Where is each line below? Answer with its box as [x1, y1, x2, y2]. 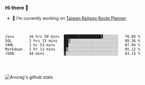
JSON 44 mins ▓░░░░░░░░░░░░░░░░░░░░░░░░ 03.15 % [5, 51, 140, 56]
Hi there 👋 [5, 4, 29, 11]
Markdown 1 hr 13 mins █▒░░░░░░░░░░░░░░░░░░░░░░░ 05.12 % [5, 47, 140, 52]
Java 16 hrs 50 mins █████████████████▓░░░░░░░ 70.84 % [5, 34, 140, 39]
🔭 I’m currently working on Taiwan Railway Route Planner [12, 16, 127, 21]
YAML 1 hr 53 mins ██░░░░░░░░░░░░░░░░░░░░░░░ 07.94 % [5, 43, 140, 48]
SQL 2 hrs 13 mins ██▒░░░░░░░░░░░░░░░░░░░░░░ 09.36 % [5, 38, 140, 43]
